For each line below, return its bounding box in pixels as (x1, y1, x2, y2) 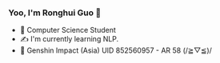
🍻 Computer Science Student (19, 26, 116, 35)
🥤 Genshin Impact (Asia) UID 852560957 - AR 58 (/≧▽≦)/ (19, 45, 212, 55)
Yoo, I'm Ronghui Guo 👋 (8, 7, 102, 18)
